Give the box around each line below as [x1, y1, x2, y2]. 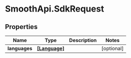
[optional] [101, 45, 124, 52]
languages [7, 45, 33, 52]
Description [69, 37, 97, 43]
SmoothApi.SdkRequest [5, 3, 104, 14]
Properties [5, 23, 38, 31]
